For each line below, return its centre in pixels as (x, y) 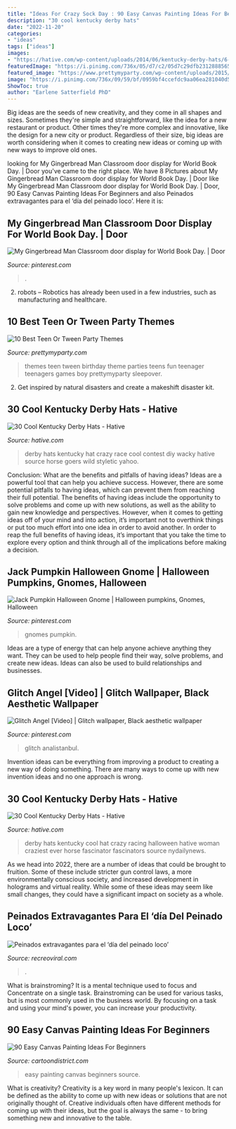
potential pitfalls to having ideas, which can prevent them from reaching (111, 490)
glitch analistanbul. (52, 748)
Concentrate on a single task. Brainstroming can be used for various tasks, (115, 993)
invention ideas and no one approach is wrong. (75, 777)
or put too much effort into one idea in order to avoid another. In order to (112, 527)
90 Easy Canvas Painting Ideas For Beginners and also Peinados (100, 194)
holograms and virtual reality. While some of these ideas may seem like (110, 887)
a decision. (23, 550)
